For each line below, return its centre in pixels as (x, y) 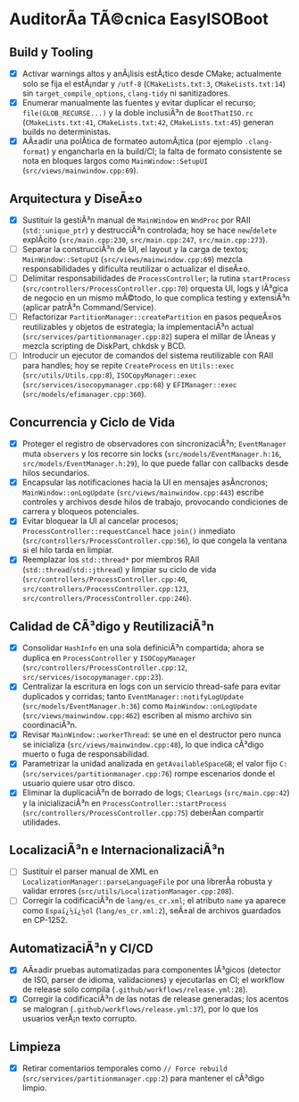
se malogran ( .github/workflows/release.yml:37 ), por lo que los (140, 1009)
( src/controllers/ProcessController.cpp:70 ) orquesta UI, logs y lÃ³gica (155, 288)
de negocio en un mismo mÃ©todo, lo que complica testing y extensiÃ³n (156, 298)
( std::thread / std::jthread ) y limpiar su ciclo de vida (119, 570)
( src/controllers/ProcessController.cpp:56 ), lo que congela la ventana (154, 540)
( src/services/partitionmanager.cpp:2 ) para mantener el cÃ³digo (143, 1079)
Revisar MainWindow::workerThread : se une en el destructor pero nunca (152, 734)
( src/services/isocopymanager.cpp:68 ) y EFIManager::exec (129, 385)
